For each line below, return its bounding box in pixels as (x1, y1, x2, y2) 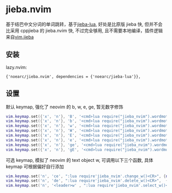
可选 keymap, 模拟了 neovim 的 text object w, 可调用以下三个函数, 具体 (6, 157, 154, 163)
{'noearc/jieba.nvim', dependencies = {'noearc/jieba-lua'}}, (6, 74, 141, 79)
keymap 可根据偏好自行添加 (6, 163, 64, 170)
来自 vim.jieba (6, 34, 34, 40)
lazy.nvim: (6, 64, 27, 70)
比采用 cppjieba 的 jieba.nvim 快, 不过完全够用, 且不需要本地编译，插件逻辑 (6, 27, 163, 34)
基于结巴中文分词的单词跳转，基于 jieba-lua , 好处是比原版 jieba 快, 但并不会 (6, 21, 163, 27)
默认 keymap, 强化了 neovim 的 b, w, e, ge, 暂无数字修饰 (6, 104, 124, 110)
